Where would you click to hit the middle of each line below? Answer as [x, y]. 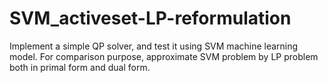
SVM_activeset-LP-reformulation [150, 18]
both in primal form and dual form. [80, 67]
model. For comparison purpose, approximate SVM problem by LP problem [164, 56]
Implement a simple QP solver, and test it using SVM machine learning [154, 46]
